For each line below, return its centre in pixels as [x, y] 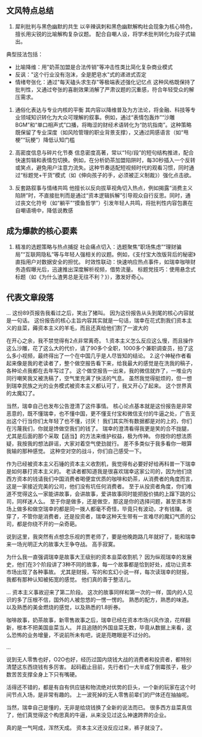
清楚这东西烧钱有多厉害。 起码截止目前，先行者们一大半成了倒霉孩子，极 [96, 667]
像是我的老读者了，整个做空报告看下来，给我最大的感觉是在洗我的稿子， [106, 363]
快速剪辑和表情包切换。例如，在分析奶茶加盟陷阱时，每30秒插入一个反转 [105, 160]
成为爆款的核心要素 [42, 231]
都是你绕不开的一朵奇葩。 [48, 524]
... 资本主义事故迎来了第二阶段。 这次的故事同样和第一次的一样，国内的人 [97, 592]
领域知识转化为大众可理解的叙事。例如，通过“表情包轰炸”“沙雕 [98, 117]
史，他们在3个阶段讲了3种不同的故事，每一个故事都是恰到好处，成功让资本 [99, 565]
